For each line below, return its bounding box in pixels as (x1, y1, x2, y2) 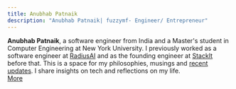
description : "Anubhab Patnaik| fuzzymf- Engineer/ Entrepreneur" (7, 17, 208, 24)
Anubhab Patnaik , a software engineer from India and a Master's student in (7, 36, 230, 44)
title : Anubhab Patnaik (7, 10, 78, 18)
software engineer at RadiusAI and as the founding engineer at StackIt (7, 51, 213, 60)
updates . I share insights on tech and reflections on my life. (7, 66, 181, 75)
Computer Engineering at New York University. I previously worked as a (7, 44, 217, 52)
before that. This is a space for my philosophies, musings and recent (7, 59, 208, 67)
